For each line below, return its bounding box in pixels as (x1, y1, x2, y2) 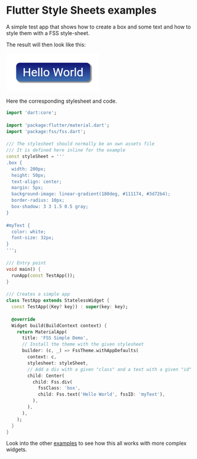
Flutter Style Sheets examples (6, 4, 157, 17)
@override (11, 316, 35, 322)
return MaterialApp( (17, 329, 67, 335)
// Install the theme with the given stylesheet (21, 341, 144, 347)
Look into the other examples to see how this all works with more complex (6, 440, 187, 447)
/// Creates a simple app (6, 292, 70, 297)
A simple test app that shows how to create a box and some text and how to (6, 23, 191, 30)
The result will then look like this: (6, 41, 86, 48)
